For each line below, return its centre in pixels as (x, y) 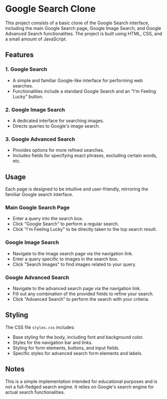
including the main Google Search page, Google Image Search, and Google (83, 28)
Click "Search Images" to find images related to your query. (74, 264)
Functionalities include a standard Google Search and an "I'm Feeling (84, 91)
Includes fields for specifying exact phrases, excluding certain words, (85, 155)
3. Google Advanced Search (40, 139)
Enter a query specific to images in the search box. (65, 259)
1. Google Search (26, 69)
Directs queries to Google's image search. (56, 126)
